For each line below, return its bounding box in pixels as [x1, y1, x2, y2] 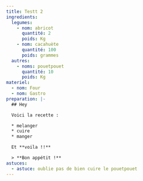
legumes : [11, 19, 33, 25]
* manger [11, 133, 33, 140]
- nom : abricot [16, 25, 54, 31]
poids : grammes [21, 52, 59, 58]
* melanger [11, 123, 38, 129]
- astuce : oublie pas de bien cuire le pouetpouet [11, 166, 138, 172]
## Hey [11, 101, 28, 108]
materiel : [6, 80, 30, 86]
